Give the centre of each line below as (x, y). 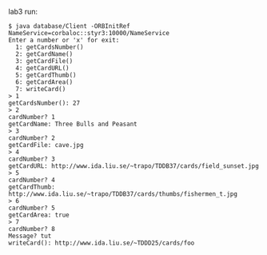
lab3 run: (23, 12)
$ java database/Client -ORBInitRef (69, 26)
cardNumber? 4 (32, 180)
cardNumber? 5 (32, 208)
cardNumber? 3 (32, 159)
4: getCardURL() (42, 68)
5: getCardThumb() (46, 75)
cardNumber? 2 (32, 138)
